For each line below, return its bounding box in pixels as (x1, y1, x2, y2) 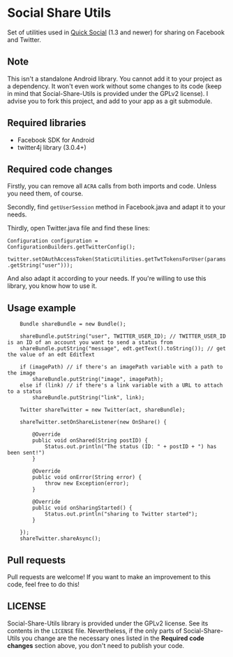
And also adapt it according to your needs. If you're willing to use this (7, 275, 207, 283)
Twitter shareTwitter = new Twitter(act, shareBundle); (20, 406, 186, 414)
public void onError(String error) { (32, 474, 142, 481)
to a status (7, 388, 42, 395)
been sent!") (7, 450, 45, 457)
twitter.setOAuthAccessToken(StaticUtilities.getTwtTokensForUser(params (7, 256, 227, 263)
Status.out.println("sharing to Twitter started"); (44, 511, 198, 518)
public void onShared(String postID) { (32, 437, 149, 444)
